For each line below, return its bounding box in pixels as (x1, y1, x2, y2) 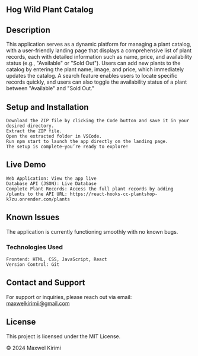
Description (6, 25, 50, 35)
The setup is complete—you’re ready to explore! (6, 144, 129, 150)
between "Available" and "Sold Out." (6, 85, 95, 92)
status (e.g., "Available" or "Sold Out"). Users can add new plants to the (6, 59, 181, 67)
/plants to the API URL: (6, 191, 68, 197)
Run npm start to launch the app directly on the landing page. (6, 139, 168, 145)
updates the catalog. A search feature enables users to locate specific (6, 72, 178, 80)
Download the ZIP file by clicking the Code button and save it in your (6, 118, 190, 124)
